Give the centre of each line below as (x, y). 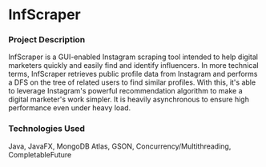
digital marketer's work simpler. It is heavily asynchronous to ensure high (129, 99)
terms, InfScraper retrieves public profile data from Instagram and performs (133, 74)
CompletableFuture (40, 154)
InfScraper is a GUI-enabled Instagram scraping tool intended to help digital (133, 57)
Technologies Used (47, 129)
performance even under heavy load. (70, 108)
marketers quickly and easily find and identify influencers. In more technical (133, 66)
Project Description (47, 40)
